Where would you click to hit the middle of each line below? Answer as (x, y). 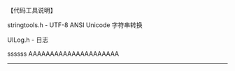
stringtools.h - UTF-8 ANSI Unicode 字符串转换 (75, 25)
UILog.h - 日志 (28, 40)
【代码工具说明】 (32, 10)
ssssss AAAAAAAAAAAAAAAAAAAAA (63, 54)
